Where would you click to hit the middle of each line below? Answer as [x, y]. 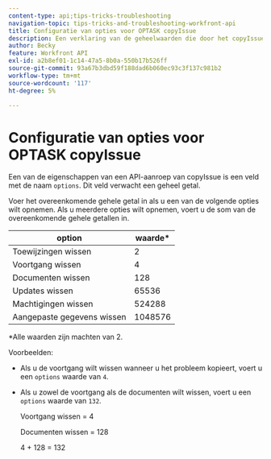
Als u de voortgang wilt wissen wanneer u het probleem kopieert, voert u [141, 368]
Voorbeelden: [31, 353]
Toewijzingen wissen [52, 252]
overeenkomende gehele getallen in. [69, 218]
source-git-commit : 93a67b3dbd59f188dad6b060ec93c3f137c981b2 [115, 68]
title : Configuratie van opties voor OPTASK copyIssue [102, 31]
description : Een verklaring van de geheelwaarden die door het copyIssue [137, 38]
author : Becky [32, 46]
